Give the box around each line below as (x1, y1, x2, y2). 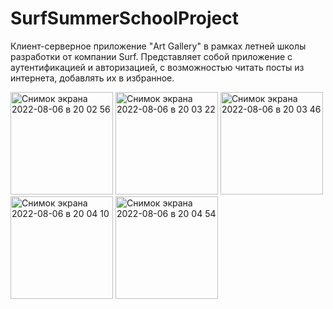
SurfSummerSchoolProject (10, 7, 240, 30)
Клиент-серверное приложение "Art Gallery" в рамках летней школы (10, 40, 307, 52)
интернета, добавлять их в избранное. (10, 72, 175, 84)
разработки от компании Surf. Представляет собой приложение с (10, 50, 293, 62)
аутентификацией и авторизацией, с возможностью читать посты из (10, 61, 305, 73)
